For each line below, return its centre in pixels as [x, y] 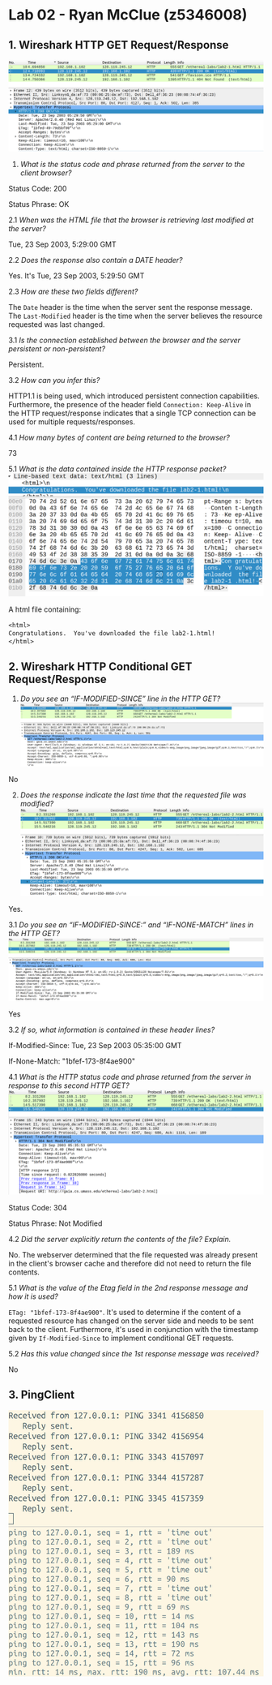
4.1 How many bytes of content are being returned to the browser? [119, 437]
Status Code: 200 [38, 188]
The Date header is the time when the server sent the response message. [130, 307]
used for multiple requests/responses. [72, 421]
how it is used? [33, 1296]
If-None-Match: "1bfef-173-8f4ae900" [72, 1061]
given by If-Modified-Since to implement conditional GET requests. [121, 1338]
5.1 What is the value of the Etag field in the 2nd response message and [128, 1288]
